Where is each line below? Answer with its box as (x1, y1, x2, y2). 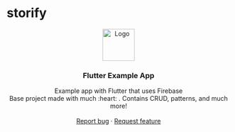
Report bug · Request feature (76, 117, 161, 126)
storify (6, 5, 47, 21)
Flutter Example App (82, 70, 155, 80)
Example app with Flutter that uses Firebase (54, 87, 183, 95)
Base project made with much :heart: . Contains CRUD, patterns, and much (9, 94, 229, 103)
